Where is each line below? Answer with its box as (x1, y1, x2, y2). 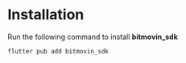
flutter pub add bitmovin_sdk (7, 47, 110, 55)
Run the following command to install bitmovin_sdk (7, 32, 179, 41)
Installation (7, 6, 85, 24)
